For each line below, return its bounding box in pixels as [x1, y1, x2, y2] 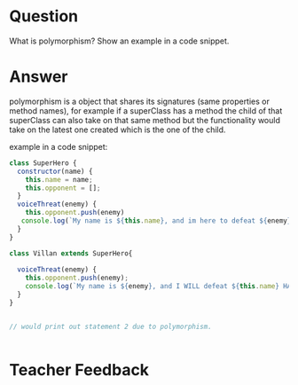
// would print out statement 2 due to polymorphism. [9, 322, 213, 331]
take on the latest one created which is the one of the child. [9, 124, 226, 135]
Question [9, 6, 78, 27]
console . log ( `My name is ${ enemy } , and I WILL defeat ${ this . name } [25, 282, 279, 291]
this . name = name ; [25, 175, 93, 184]
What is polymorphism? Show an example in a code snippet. [9, 35, 230, 46]
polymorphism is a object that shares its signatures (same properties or [9, 96, 271, 106]
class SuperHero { [9, 158, 77, 168]
